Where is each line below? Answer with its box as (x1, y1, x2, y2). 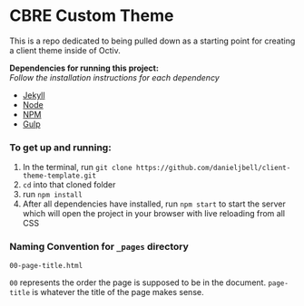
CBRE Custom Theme (9, 5, 174, 26)
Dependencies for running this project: (9, 62, 159, 73)
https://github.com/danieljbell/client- (135, 164, 291, 173)
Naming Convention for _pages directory (9, 241, 189, 253)
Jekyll (22, 90, 45, 100)
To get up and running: (9, 141, 112, 154)
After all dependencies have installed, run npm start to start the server (22, 198, 286, 209)
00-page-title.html (9, 261, 83, 270)
